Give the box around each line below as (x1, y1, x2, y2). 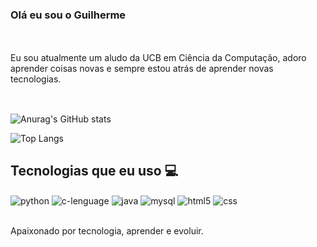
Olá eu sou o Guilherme (10, 8, 127, 22)
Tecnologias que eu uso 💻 (10, 163, 179, 180)
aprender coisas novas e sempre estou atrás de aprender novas (10, 63, 274, 75)
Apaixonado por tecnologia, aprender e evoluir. (10, 225, 204, 237)
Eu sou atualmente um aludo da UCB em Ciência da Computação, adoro (10, 52, 307, 64)
